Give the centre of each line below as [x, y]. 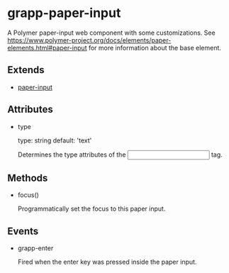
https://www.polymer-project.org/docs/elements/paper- [89, 40]
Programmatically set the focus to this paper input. [91, 209]
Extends [26, 70]
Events [23, 231]
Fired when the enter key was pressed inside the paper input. [107, 262]
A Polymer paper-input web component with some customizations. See [111, 33]
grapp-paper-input [64, 13]
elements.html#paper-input [47, 48]
